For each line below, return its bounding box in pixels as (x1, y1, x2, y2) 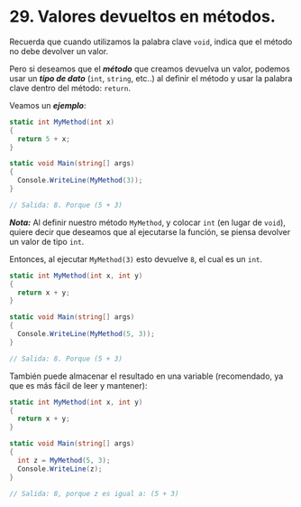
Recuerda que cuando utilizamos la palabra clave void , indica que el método (9, 36, 293, 47)
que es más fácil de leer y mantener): (9, 380, 148, 390)
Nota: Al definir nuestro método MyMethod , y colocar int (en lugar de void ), (9, 217, 287, 228)
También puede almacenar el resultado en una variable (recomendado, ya (9, 371, 284, 381)
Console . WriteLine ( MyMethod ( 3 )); (17, 176, 143, 185)
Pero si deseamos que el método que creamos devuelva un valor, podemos (9, 63, 290, 74)
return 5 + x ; (17, 134, 70, 144)
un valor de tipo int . (9, 236, 85, 247)
